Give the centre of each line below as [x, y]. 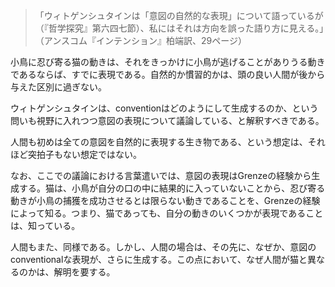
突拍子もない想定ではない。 [84, 154]
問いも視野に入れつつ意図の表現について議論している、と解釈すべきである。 [167, 120]
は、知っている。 [45, 225]
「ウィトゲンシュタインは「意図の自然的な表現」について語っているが [179, 15]
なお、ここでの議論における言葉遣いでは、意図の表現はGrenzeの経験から [161, 175]
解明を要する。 [84, 272]
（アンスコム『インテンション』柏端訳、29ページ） [140, 40]
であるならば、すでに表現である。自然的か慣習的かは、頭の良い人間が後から [168, 74]
